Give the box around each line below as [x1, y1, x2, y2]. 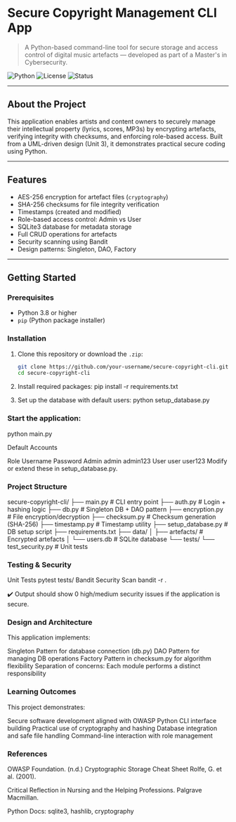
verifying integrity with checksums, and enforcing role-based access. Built [7, 132, 223, 140]
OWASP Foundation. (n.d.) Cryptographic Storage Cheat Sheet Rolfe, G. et [7, 765, 223, 774]
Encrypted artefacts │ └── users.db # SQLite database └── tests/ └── [7, 535, 215, 543]
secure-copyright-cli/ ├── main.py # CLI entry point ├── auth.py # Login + [7, 497, 226, 506]
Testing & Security [7, 559, 72, 569]
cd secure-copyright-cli [17, 370, 91, 377]
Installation [7, 333, 47, 343]
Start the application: [7, 413, 81, 423]
